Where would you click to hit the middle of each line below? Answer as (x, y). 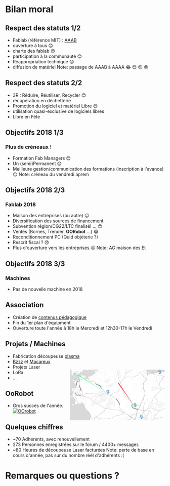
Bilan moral (29, 9)
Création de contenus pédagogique (50, 317)
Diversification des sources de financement (58, 221)
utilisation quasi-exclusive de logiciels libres (58, 111)
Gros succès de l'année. (38, 406)
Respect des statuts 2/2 (44, 83)
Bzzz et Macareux (31, 361)
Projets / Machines (35, 344)
